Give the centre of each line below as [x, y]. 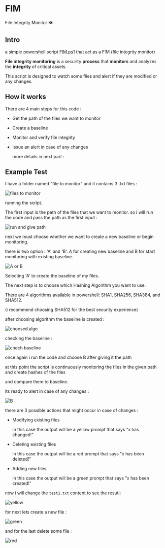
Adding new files [29, 469]
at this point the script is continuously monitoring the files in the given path [81, 367]
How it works [26, 97]
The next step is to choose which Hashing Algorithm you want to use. [76, 285]
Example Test [26, 172]
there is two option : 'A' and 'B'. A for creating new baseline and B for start [80, 251]
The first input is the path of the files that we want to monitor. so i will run [79, 212]
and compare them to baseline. [37, 382]
